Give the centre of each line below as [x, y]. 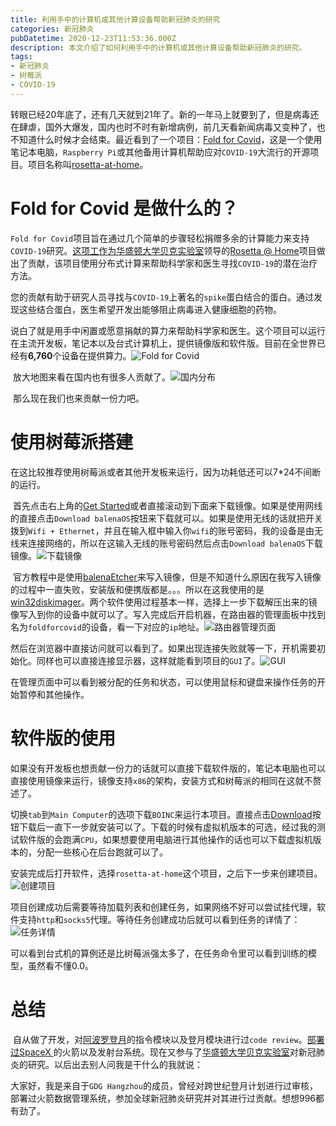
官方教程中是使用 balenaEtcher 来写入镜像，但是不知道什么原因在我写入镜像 [167, 577]
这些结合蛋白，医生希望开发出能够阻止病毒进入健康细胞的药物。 [150, 309]
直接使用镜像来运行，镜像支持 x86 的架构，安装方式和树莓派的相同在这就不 [161, 780]
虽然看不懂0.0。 [60, 965]
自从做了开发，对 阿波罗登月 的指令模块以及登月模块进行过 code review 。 [160, 1039]
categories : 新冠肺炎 [52, 29]
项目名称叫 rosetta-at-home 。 [88, 164]
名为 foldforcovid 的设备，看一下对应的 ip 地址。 [107, 627]
